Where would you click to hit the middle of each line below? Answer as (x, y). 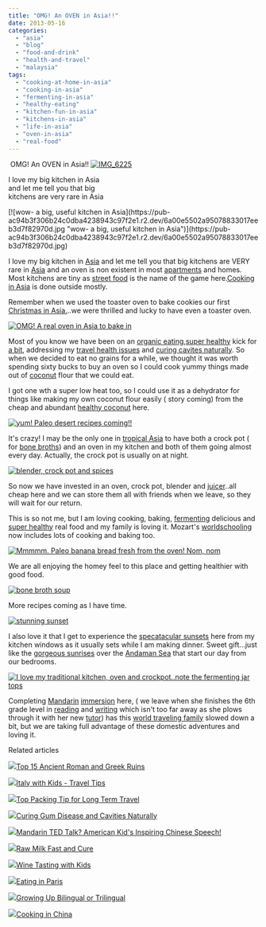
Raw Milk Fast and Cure (55, 848)
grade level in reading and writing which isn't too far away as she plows (125, 709)
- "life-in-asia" (44, 127)
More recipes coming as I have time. (67, 605)
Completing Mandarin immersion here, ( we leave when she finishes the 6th (132, 700)
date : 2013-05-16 (37, 23)
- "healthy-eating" (48, 104)
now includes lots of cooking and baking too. (82, 535)
